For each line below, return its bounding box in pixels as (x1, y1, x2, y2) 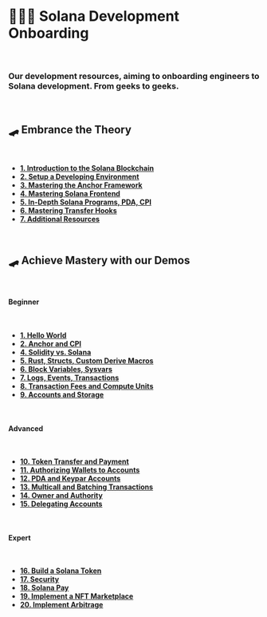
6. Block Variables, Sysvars (19, 365, 113, 374)
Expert (8, 532, 31, 542)
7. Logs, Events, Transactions (19, 373, 120, 382)
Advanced (8, 423, 44, 433)
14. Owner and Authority (19, 491, 104, 500)
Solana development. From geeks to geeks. (8, 80, 179, 91)
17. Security (19, 575, 60, 584)
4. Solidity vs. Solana (19, 347, 92, 358)
